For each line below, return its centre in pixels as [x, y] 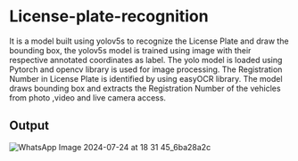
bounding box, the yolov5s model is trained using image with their [130, 50]
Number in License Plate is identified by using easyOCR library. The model [146, 78]
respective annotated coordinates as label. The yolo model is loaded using [146, 60]
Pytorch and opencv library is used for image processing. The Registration [146, 69]
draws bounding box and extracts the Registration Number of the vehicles [145, 88]
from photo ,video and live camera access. [88, 97]
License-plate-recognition [109, 16]
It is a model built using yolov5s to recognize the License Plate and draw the [149, 41]
